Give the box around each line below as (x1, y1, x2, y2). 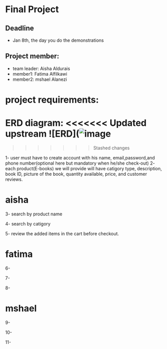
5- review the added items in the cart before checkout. (5, 230, 119, 237)
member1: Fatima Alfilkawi (12, 71, 67, 77)
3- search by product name (5, 211, 62, 217)
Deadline (5, 24, 34, 33)
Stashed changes (93, 145, 130, 151)
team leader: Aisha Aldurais (12, 65, 70, 72)
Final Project (5, 4, 59, 15)
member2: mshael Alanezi (12, 76, 67, 82)
